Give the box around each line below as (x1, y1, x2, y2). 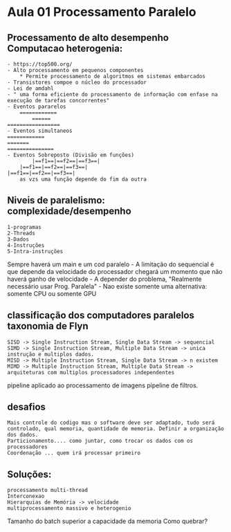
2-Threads (7, 230, 36, 237)
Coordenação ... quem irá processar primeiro (7, 450, 140, 457)
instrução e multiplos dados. (7, 351, 95, 358)
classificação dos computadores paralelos (7, 309, 195, 322)
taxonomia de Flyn (7, 320, 89, 332)
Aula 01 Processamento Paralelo (7, 4, 196, 20)
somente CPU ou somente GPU (7, 289, 97, 297)
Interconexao (7, 493, 45, 500)
